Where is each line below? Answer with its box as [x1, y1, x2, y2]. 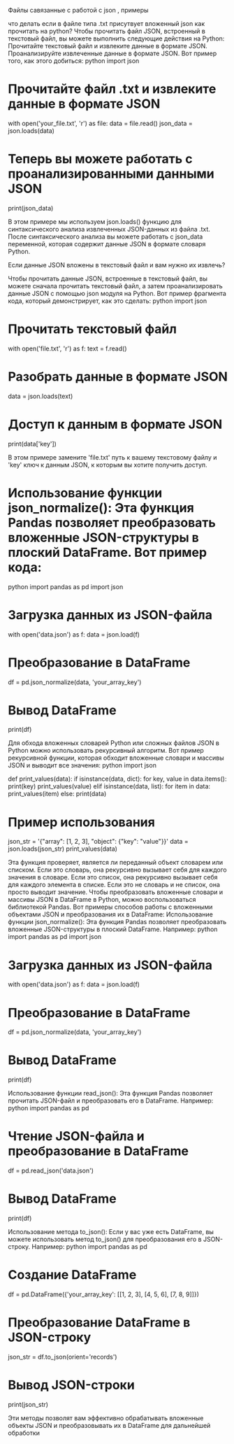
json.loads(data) [8, 126, 55, 135]
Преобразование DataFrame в [8, 1315, 191, 1331]
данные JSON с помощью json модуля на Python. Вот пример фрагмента [8, 289, 226, 297]
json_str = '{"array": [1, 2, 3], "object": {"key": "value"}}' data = [8, 837, 189, 846]
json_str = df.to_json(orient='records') [8, 1352, 117, 1361]
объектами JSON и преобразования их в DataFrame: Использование [8, 910, 214, 919]
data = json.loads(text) [8, 392, 73, 400]
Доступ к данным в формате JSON [8, 416, 223, 432]
